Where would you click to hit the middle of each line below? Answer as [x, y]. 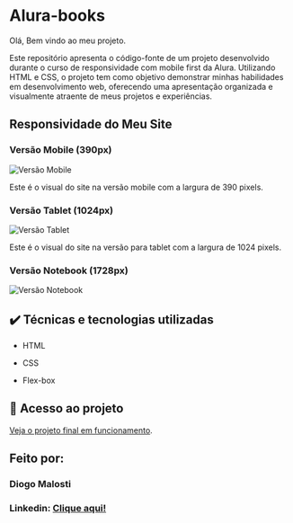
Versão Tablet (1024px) [62, 210]
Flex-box [39, 381]
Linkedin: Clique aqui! [58, 509]
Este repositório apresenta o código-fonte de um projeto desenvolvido [139, 58]
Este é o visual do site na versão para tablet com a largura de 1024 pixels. [145, 247]
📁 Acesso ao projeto [67, 408]
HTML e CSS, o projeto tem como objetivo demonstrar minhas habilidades [146, 76]
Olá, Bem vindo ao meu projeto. [68, 40]
